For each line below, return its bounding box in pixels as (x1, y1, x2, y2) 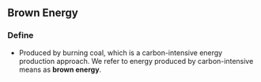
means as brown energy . (18, 65, 102, 74)
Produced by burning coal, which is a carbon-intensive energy (18, 47, 223, 58)
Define (7, 30, 34, 41)
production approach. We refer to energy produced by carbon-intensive (18, 56, 254, 65)
